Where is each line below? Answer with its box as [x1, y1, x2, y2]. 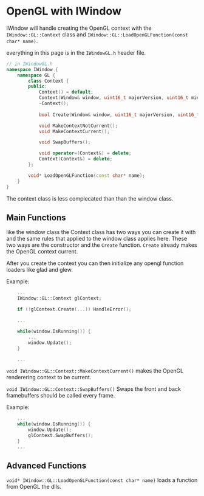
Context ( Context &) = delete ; [38, 156, 113, 162]
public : [28, 83, 47, 89]
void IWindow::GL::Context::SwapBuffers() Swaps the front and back [6, 385, 181, 393]
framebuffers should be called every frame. [6, 392, 115, 399]
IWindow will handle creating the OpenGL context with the [6, 24, 152, 32]
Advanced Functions [6, 460, 87, 470]
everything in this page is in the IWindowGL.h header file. [6, 49, 146, 56]
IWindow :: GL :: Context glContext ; [17, 295, 102, 301]
